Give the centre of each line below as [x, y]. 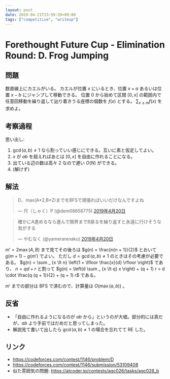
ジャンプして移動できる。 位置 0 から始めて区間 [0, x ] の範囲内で [94, 95]
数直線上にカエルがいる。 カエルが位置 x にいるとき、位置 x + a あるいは [81, 89]
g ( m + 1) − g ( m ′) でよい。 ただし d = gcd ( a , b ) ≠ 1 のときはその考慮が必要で [84, 256]
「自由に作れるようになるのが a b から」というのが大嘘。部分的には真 [86, 316]
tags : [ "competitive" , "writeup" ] [42, 19]
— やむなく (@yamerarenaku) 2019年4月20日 [65, 239]
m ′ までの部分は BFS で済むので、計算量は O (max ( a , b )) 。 [66, 286]
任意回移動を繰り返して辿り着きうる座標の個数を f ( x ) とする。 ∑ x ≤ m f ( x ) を [84, 102]
